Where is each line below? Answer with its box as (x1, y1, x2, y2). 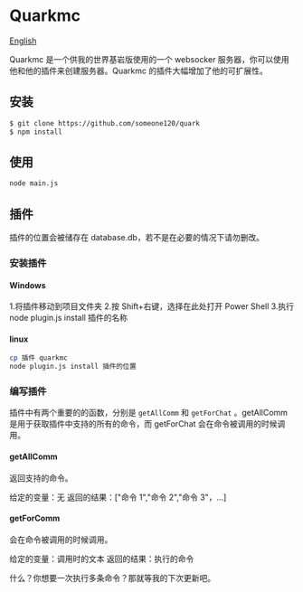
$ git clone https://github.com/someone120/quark (9, 118, 201, 127)
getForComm (9, 512, 61, 524)
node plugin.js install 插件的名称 (9, 313, 128, 324)
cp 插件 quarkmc (9, 353, 68, 362)
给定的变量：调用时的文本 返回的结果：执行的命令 (9, 553, 194, 564)
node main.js (9, 179, 59, 188)
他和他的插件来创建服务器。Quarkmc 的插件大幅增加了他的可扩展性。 (9, 65, 269, 76)
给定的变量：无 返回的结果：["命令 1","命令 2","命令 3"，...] (9, 492, 227, 503)
